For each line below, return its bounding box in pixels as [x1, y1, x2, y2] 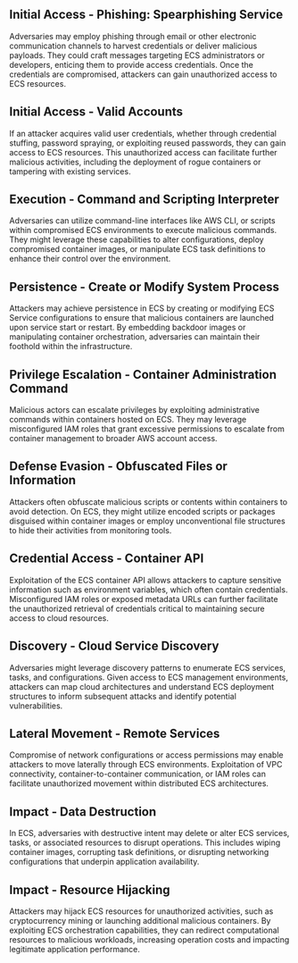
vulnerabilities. [9, 700, 63, 711]
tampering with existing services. [9, 165, 131, 177]
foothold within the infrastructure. [9, 341, 133, 352]
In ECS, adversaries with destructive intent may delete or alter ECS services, [9, 828, 290, 839]
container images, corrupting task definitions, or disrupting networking [9, 847, 269, 858]
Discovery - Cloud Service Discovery [9, 639, 219, 654]
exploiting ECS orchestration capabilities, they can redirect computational [9, 925, 279, 935]
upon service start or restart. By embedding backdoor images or [9, 322, 246, 333]
